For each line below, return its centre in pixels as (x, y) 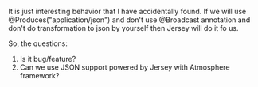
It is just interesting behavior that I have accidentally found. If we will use (127, 11)
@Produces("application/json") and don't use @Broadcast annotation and (129, 20)
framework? (39, 76)
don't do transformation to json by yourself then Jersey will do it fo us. (123, 28)
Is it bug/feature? (48, 59)
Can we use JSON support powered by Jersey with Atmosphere (125, 67)
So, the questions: (38, 43)
